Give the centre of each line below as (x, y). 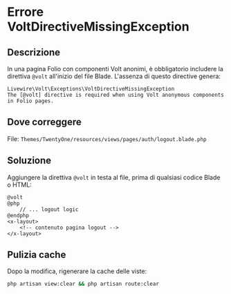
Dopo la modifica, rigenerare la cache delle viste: (77, 271)
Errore (25, 12)
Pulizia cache (37, 255)
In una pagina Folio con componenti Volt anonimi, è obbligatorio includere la (115, 69)
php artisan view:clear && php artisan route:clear (83, 284)
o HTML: (20, 185)
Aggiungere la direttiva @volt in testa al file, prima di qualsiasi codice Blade (114, 177)
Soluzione (29, 161)
